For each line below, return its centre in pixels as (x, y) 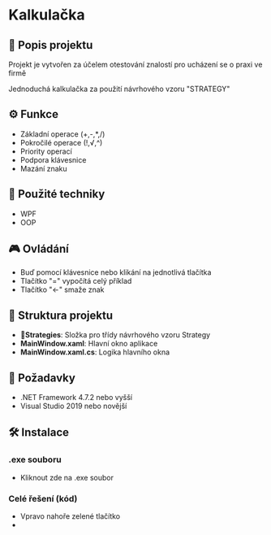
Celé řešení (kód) (43, 498)
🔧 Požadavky (42, 378)
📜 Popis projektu (51, 45)
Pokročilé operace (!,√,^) (61, 142)
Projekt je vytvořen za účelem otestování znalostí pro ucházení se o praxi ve (135, 64)
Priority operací (46, 151)
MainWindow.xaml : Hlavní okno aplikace (89, 344)
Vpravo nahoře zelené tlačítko (70, 516)
